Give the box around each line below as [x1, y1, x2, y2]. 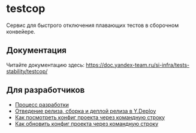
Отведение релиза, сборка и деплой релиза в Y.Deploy [14, 107, 156, 114]
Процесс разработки [14, 101, 69, 108]
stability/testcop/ [6, 68, 48, 75]
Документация [6, 46, 67, 56]
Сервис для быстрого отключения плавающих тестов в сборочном [6, 22, 179, 29]
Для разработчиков [6, 85, 85, 95]
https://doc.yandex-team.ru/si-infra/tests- [86, 61, 190, 68]
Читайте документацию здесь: [6, 61, 85, 68]
